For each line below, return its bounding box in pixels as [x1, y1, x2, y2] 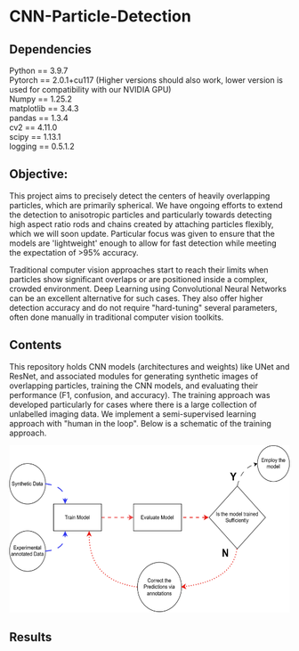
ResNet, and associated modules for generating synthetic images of [9, 370, 259, 381]
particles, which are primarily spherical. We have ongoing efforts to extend [9, 199, 283, 210]
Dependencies [9, 42, 92, 57]
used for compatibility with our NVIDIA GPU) [9, 85, 172, 94]
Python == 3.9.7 [9, 65, 69, 76]
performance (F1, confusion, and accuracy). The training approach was [9, 389, 271, 400]
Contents [9, 338, 62, 353]
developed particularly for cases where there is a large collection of [9, 399, 257, 410]
